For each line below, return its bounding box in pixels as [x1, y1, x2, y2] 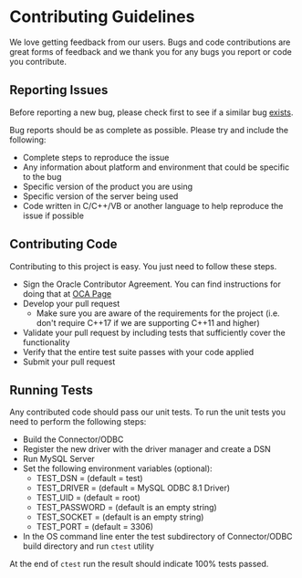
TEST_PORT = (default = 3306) [36, 521, 153, 532]
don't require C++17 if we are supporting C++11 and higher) [36, 317, 260, 328]
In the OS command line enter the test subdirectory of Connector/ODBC [22, 531, 294, 542]
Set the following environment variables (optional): [22, 463, 213, 474]
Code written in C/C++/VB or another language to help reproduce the [22, 200, 284, 211]
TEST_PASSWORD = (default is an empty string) [36, 502, 217, 513]
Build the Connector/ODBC [22, 434, 124, 445]
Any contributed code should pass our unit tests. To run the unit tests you [9, 406, 286, 417]
